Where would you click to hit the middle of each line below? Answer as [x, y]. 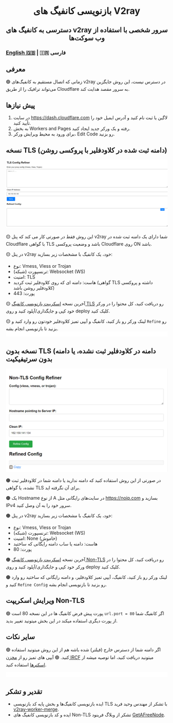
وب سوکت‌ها [87, 38]
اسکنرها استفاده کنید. [26, 665]
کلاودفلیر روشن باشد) [34, 288]
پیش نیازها [21, 105]
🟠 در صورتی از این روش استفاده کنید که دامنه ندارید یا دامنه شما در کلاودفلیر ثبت [83, 480]
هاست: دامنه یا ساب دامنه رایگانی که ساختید [55, 544]
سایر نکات [21, 637]
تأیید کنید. [22, 123]
